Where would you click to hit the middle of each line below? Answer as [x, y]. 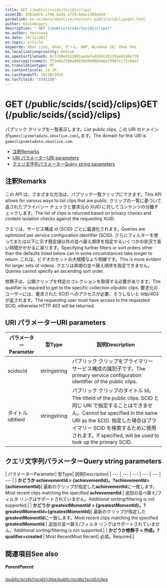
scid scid [17, 371]
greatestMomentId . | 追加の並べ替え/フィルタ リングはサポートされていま [80, 524]
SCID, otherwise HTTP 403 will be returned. [50, 306]
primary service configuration [107, 375]
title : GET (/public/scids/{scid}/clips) [49, 10]
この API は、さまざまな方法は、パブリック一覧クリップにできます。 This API [83, 194]
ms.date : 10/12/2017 [27, 38]
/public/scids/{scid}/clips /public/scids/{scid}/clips [57, 580]
